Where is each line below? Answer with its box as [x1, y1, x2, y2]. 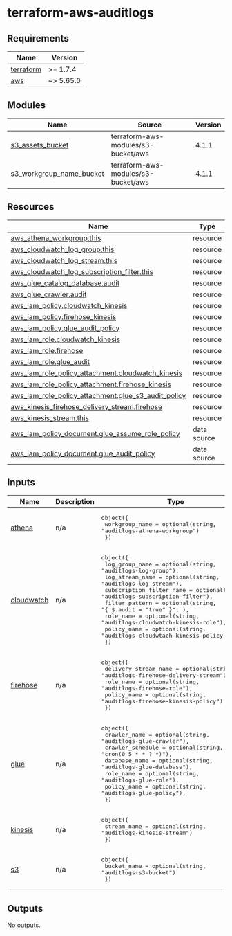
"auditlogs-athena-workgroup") [101, 528, 200, 534]
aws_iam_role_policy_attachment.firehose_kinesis [10, 379, 171, 389]
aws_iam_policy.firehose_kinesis [10, 312, 117, 321]
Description [55, 497, 95, 507]
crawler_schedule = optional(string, [104, 744, 223, 752]
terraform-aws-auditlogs [7, 5, 154, 21]
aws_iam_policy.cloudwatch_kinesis [10, 300, 128, 310]
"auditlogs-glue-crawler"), [101, 737, 190, 745]
